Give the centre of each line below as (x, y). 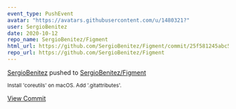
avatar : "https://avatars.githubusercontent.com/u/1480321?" (99, 20)
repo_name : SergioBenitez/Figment (58, 40)
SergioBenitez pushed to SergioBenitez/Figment (77, 72)
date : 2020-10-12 (33, 33)
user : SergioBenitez (38, 27)
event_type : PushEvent (40, 14)
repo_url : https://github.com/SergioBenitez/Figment (86, 53)
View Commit (27, 98)
